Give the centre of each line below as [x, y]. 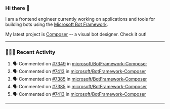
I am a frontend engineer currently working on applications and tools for [80, 19]
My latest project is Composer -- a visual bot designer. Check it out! [76, 34]
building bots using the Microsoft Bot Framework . [57, 24]
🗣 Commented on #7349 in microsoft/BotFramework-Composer [80, 63]
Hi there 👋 [18, 8]
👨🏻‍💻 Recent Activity [30, 52]
